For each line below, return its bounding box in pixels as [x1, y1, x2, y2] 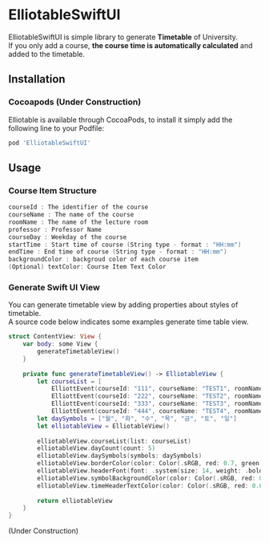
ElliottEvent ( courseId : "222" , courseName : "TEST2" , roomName [50, 392, 263, 400]
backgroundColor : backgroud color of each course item [8, 255, 199, 264]
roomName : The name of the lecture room [8, 218, 149, 226]
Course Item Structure [8, 184, 98, 196]
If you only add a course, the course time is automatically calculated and [8, 40, 254, 50]
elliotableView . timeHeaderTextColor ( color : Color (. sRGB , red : [37, 481, 249, 490]
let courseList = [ [37, 377, 102, 386]
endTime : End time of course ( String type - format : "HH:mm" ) [8, 248, 227, 256]
